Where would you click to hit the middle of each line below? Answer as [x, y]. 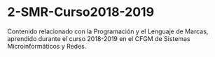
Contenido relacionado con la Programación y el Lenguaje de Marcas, [108, 31]
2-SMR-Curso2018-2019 [81, 12]
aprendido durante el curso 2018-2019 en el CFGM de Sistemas [99, 38]
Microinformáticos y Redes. [47, 46]
